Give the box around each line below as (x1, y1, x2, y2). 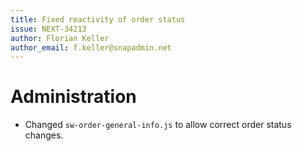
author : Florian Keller (10, 33, 110, 43)
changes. (24, 129, 64, 141)
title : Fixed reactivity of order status (10, 14, 186, 25)
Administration (10, 86, 137, 108)
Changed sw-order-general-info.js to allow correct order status (24, 119, 292, 131)
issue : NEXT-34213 (10, 24, 87, 34)
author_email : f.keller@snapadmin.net (10, 42, 172, 53)
